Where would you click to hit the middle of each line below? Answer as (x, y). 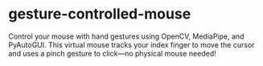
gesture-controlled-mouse (100, 14)
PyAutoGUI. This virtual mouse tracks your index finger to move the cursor (131, 44)
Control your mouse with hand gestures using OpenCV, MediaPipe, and (126, 36)
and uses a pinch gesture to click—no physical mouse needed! (112, 53)
